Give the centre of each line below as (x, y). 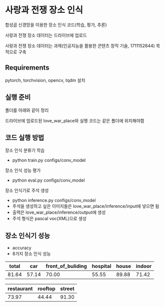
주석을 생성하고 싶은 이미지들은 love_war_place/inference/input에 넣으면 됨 (86, 206)
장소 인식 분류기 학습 (25, 151)
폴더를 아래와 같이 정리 (27, 110)
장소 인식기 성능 (28, 236)
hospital (102, 266)
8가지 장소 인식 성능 (31, 254)
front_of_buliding (66, 266)
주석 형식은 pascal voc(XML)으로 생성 (49, 219)
